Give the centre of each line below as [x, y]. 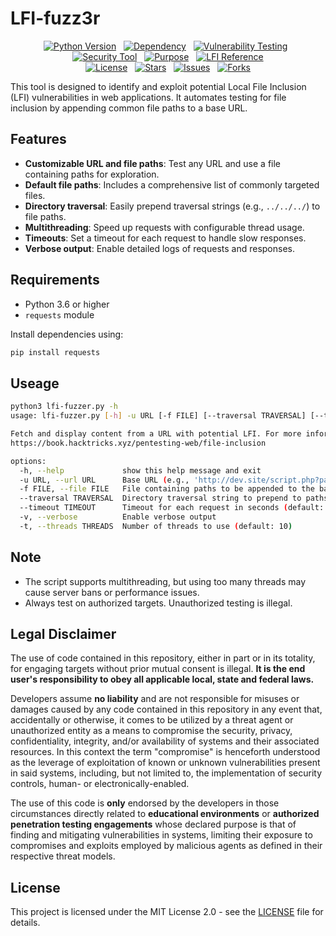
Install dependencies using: [67, 334]
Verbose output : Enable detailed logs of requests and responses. [159, 248]
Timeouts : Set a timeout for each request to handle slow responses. [165, 238]
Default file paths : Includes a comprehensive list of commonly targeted [172, 184]
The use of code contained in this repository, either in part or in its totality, [163, 658]
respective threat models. [63, 856]
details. [25, 923]
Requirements [55, 280]
